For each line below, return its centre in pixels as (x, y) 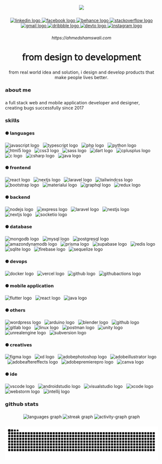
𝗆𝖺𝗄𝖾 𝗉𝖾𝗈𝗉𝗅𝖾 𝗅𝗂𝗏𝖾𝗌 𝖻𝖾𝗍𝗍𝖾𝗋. (81, 77)
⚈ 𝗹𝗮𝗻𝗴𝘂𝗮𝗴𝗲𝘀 (20, 133)
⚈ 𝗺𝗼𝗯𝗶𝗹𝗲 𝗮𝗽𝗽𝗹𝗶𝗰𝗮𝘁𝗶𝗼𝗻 (30, 286)
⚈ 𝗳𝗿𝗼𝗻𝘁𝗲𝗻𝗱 (18, 168)
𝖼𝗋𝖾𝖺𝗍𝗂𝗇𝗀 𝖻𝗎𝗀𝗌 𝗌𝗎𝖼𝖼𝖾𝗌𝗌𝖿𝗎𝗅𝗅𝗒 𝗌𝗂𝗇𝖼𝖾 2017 (44, 108)
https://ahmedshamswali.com (81, 38)
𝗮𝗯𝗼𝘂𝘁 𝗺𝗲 (18, 90)
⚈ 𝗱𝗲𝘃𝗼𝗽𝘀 (16, 261)
